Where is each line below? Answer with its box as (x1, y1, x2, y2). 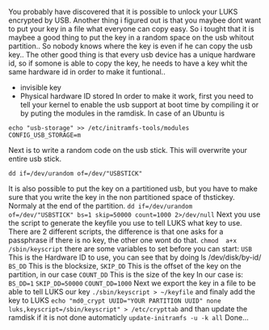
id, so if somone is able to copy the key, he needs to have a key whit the (8, 58, 248, 68)
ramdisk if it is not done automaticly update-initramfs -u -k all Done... (8, 313, 249, 322)
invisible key (19, 82, 62, 92)
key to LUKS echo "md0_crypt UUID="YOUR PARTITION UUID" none (8, 295, 221, 305)
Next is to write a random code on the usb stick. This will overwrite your (8, 146, 248, 154)
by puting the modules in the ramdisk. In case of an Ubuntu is (19, 108, 225, 118)
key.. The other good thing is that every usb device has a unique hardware (8, 50, 256, 59)
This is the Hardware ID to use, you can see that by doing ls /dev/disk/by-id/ (8, 252, 262, 262)
